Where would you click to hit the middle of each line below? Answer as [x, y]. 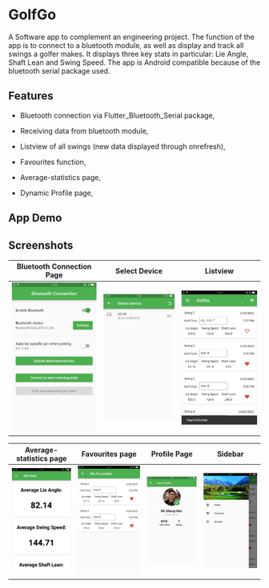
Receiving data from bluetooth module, [84, 130]
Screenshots [41, 245]
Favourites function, [53, 162]
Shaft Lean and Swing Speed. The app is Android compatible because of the [134, 62]
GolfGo [32, 15]
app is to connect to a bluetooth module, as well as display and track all [126, 45]
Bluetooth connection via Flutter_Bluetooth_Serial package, [117, 115]
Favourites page [109, 454]
